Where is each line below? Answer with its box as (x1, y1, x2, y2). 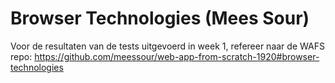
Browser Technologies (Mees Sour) (10, 7, 310, 30)
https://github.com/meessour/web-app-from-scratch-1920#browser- (34, 50, 320, 62)
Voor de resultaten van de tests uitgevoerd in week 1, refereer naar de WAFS (10, 40, 325, 52)
